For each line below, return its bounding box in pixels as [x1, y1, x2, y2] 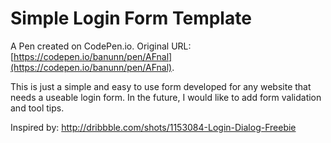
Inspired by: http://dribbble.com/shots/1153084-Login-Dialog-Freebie [10, 121, 297, 133]
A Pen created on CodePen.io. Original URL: [10, 40, 192, 52]
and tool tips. [10, 102, 65, 114]
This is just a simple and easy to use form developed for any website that [10, 80, 312, 92]
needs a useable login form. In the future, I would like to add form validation [10, 91, 322, 103]
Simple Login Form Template [10, 7, 252, 30]
